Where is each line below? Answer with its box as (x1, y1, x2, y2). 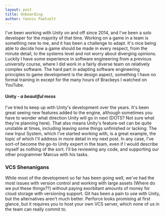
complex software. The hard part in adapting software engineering (5, 66, 140, 72)
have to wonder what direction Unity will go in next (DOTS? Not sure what (5, 115, 155, 121)
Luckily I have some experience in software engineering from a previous (5, 56, 152, 62)
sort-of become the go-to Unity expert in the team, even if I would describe (5, 141, 159, 147)
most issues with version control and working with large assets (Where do (5, 180, 155, 186)
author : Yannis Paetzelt (5, 16, 56, 21)
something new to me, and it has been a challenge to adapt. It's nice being (5, 40, 156, 46)
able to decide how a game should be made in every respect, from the (5, 45, 148, 52)
